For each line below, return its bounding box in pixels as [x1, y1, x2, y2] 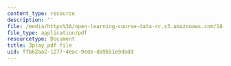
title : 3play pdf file [7, 42, 72, 49]
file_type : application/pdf [7, 29, 88, 36]
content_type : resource [7, 10, 76, 17]
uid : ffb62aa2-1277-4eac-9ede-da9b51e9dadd [7, 49, 134, 56]
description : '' [7, 16, 54, 23]
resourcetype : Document [7, 36, 76, 43]
